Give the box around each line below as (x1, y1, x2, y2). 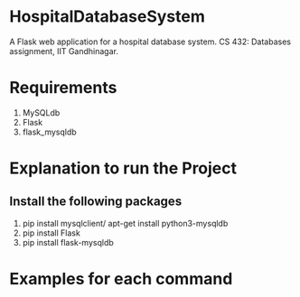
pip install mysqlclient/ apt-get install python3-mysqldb (22, 218, 229, 228)
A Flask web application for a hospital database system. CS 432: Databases (9, 36, 292, 47)
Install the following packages (9, 194, 183, 209)
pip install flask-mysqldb (22, 237, 115, 247)
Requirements (9, 78, 117, 98)
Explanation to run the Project (9, 158, 238, 179)
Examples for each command (9, 269, 233, 290)
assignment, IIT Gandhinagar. (9, 45, 119, 56)
